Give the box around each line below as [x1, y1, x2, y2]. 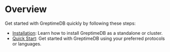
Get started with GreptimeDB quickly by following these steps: [5, 20, 136, 26]
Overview [5, 4, 47, 15]
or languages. [12, 40, 41, 46]
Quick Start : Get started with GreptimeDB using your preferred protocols [12, 35, 165, 41]
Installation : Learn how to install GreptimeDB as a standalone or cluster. [12, 30, 163, 36]
